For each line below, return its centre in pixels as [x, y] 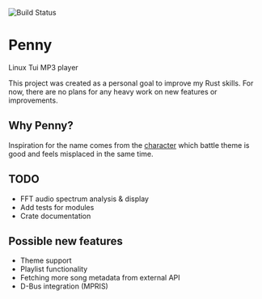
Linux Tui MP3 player [43, 67]
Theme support [46, 261]
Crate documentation [55, 216]
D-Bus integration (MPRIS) [64, 286]
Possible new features [65, 241]
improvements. [33, 100]
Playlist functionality [54, 269]
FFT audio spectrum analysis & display [85, 199]
